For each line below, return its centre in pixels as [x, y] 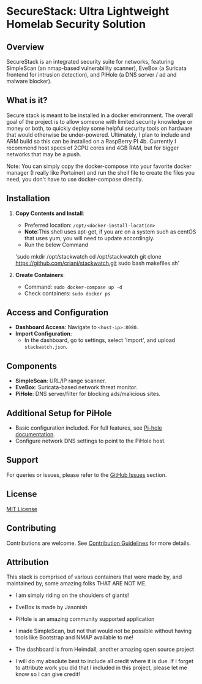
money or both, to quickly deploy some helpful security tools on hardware [99, 128]
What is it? [27, 100]
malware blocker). [29, 81]
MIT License [22, 509]
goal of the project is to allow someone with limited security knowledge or [99, 121]
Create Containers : [40, 275]
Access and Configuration [58, 313]
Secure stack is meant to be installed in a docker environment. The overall [100, 115]
